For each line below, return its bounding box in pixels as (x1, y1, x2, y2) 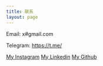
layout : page (6, 14, 38, 20)
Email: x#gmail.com (6, 30, 54, 37)
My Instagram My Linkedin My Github (6, 53, 97, 60)
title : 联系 (6, 8, 34, 15)
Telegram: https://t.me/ (6, 42, 62, 49)
